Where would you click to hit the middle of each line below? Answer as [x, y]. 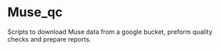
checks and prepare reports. [49, 39]
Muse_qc [35, 12]
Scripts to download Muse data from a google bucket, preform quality [110, 32]
